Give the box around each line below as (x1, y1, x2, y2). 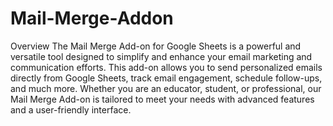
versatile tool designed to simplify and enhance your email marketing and (10, 50, 313, 62)
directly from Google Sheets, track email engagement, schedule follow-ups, (10, 72, 323, 84)
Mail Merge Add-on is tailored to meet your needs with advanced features (10, 93, 315, 105)
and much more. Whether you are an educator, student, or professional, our (10, 82, 322, 94)
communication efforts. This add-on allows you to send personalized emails (10, 61, 323, 73)
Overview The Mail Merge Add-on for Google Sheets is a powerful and (10, 40, 302, 52)
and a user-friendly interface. (10, 103, 132, 116)
